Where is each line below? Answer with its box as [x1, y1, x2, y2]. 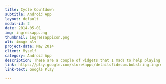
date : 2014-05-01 [5, 26, 41, 31]
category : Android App [5, 53, 52, 58]
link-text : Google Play [5, 67, 54, 72]
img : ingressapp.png [5, 30, 48, 35]
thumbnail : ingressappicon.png [5, 35, 70, 40]
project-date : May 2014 [5, 44, 54, 49]
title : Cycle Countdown [5, 7, 54, 12]
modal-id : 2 [5, 21, 30, 26]
